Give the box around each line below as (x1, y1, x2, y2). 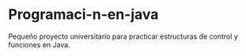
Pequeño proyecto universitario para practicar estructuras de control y (8, 32, 239, 41)
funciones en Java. (8, 39, 70, 49)
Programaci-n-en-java (8, 6, 159, 24)
